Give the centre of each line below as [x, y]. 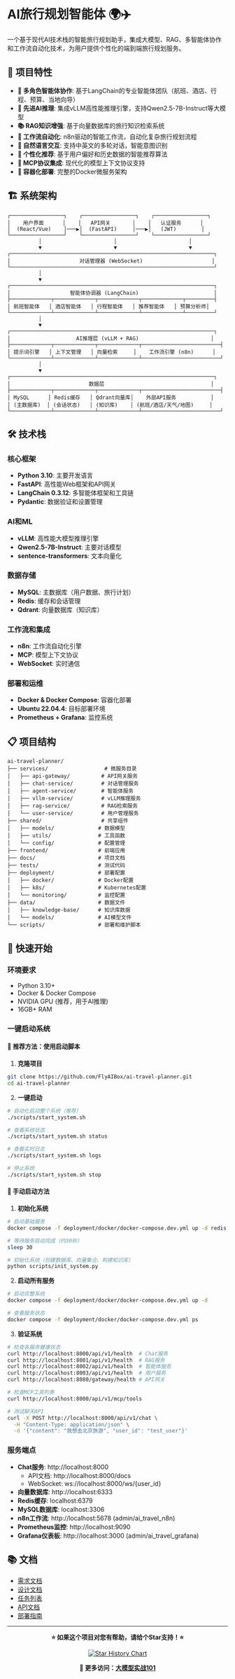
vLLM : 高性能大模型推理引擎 [58, 538]
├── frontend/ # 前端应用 [66, 851]
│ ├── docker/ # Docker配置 [71, 880]
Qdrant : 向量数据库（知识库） [60, 609]
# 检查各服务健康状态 [34, 1347]
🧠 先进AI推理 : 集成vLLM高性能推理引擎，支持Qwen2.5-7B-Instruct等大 [119, 108]
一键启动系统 [29, 1029]
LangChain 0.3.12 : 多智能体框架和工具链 [76, 493]
